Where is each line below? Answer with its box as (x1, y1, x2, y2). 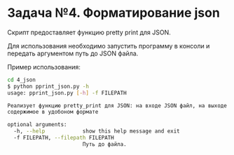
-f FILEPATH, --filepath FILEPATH (13, 135, 114, 142)
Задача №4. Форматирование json (7, 5, 221, 21)
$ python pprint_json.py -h (7, 83, 90, 90)
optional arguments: (7, 121, 68, 128)
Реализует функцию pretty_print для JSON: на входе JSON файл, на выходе (7, 102, 228, 109)
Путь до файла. (82, 140, 128, 148)
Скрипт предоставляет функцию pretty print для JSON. (7, 28, 171, 36)
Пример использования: (7, 62, 81, 71)
